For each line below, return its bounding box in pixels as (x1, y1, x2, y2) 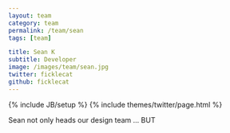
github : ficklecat (8, 77, 69, 86)
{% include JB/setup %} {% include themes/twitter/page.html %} (8, 100, 223, 109)
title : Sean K (8, 49, 56, 57)
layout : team (8, 11, 52, 20)
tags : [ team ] (8, 33, 52, 42)
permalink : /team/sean (8, 26, 84, 34)
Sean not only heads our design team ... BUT (8, 115, 156, 124)
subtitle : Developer (8, 56, 77, 64)
